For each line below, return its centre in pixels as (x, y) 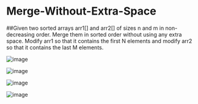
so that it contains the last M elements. (55, 47)
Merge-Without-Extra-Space (82, 11)
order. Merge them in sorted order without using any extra (109, 34)
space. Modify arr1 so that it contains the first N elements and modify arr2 (99, 41)
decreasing (20, 34)
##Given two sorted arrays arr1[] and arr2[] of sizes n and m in (85, 28)
